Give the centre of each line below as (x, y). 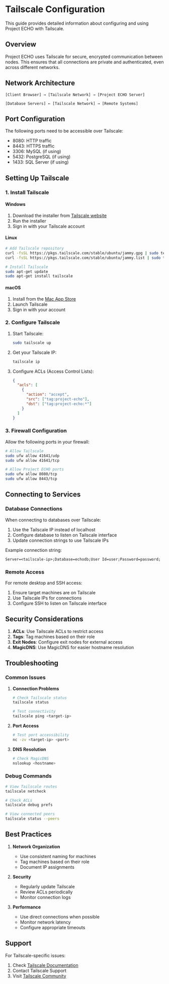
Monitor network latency (45, 922)
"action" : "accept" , (48, 395)
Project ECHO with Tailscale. (35, 28)
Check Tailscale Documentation (46, 965)
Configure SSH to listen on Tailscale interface (60, 603)
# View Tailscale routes (31, 787)
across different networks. (32, 67)
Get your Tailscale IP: (34, 352)
